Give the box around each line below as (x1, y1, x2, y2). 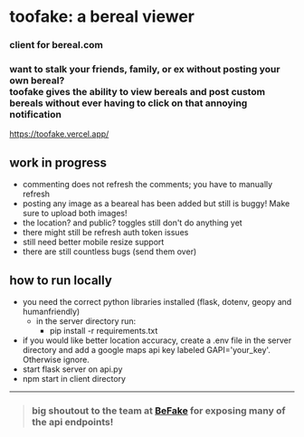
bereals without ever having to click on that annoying (9, 97, 248, 109)
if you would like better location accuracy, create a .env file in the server (22, 335, 292, 346)
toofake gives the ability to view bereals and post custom (9, 86, 265, 99)
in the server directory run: (35, 316, 137, 327)
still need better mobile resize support (22, 237, 165, 248)
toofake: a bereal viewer (9, 6, 195, 27)
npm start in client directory (22, 374, 127, 385)
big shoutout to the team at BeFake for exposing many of (31, 404, 286, 417)
